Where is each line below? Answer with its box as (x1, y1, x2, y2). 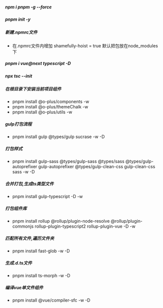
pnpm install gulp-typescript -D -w (12, 194, 83, 200)
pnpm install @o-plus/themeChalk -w (12, 104, 89, 110)
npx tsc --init (5, 73, 33, 79)
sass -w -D (12, 169, 35, 175)
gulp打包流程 (5, 121, 32, 127)
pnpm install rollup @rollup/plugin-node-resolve (12, 218, 110, 224)
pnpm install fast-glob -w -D (12, 248, 70, 254)
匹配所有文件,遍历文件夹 (5, 235, 54, 241)
